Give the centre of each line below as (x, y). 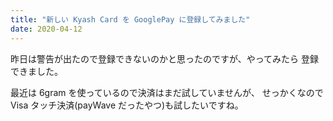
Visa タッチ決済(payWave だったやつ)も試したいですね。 (127, 105)
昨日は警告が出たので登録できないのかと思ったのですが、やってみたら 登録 (164, 58)
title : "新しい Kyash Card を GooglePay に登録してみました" (130, 19)
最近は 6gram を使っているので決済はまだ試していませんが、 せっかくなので (167, 92)
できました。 (36, 71)
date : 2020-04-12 (46, 29)
